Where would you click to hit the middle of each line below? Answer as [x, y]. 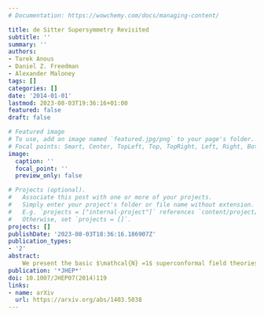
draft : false [29, 118]
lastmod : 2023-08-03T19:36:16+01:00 [68, 103]
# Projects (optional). [47, 190]
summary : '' [27, 44]
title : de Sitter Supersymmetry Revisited [79, 30]
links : [19, 285]
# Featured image [37, 132]
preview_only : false [49, 176]
